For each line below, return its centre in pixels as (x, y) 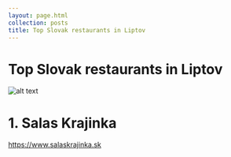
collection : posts (38, 23)
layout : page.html (38, 15)
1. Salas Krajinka (62, 123)
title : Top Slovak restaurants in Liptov (77, 30)
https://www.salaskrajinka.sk (55, 145)
